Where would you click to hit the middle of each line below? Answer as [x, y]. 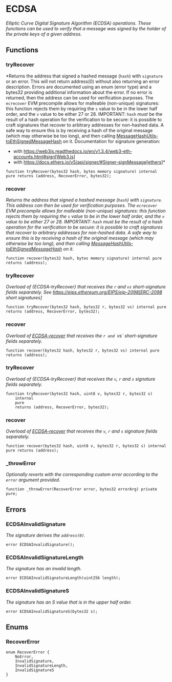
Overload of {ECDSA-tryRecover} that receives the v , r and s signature [81, 379]
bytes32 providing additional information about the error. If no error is [79, 92]
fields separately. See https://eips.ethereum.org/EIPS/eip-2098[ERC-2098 [84, 292]
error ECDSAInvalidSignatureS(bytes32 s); [52, 611]
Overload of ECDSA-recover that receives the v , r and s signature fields [82, 431]
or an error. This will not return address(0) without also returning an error [83, 81]
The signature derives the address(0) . [46, 535]
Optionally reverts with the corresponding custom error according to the [82, 474]
